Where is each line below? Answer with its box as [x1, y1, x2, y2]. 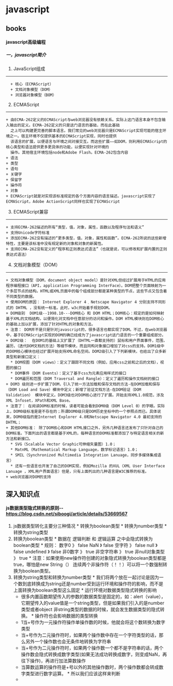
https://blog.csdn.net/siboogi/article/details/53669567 [6, 511, 128, 517]
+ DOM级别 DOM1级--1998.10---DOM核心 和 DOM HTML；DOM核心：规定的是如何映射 [6, 311, 165, 316]
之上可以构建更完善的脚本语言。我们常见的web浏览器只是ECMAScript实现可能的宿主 [10, 128, 163, 134]
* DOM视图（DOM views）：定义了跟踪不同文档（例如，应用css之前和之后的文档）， [10, 360, 161, 365]
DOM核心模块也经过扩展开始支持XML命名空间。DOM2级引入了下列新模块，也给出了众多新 [9, 349, 166, 354]
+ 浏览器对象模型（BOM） [10, 92, 57, 98]
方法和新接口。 [6, 436, 33, 442]
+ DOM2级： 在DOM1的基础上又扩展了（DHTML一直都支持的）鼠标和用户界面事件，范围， [6, 338, 167, 344]
